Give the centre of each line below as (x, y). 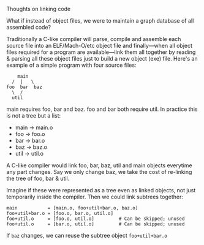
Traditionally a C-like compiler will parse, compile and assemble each (94, 39)
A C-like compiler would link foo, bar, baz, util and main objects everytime (99, 165)
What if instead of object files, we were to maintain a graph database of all (100, 21)
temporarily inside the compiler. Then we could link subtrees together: (95, 197)
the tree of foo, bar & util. (38, 178)
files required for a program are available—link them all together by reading (101, 52)
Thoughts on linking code (39, 9)
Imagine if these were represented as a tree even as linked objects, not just (101, 190)
